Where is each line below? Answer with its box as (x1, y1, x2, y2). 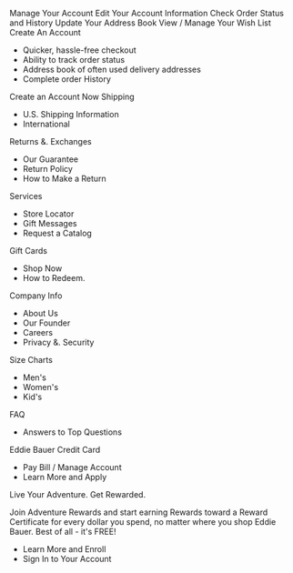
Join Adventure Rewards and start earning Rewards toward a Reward (9, 507, 268, 518)
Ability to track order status (22, 55, 126, 65)
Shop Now (22, 263, 63, 274)
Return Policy (22, 164, 73, 174)
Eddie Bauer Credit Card (9, 445, 101, 455)
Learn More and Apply (22, 472, 107, 482)
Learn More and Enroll (22, 544, 106, 554)
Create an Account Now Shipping (9, 91, 135, 102)
